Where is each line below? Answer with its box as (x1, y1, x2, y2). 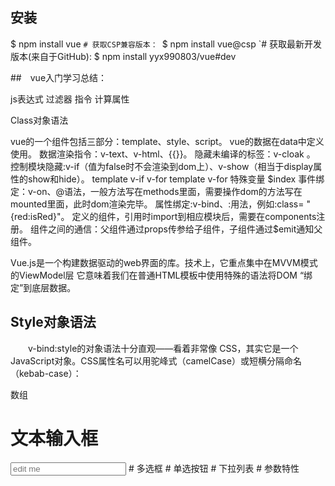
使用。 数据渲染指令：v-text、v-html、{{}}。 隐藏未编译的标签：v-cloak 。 (10, 148, 316, 160)
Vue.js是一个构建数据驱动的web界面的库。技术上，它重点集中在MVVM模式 (10, 256, 318, 268)
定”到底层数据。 (10, 281, 77, 293)
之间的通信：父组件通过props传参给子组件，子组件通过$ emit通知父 (47, 223, 323, 235)
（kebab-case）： (10, 367, 82, 379)
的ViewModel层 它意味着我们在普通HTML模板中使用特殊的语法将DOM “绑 (10, 269, 313, 281)
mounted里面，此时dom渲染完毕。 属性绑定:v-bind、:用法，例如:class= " (10, 198, 311, 210)
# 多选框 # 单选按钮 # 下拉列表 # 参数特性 (128, 462, 300, 474)
